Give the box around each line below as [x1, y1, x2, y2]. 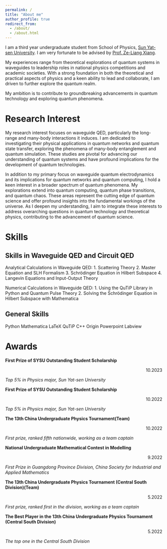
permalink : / [5, 7, 32, 13]
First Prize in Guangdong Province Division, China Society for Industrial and [5, 464, 161, 470]
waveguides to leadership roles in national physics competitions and [5, 65, 146, 71]
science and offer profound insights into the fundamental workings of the [5, 198, 156, 204]
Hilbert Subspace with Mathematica [5, 295, 79, 301]
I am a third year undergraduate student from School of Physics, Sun [5, 45, 146, 50]
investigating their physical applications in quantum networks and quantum [5, 140, 160, 146]
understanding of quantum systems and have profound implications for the [5, 156, 159, 162]
